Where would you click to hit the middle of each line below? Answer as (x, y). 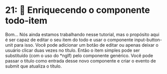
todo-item (26, 21)
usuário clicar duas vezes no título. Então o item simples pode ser (73, 50)
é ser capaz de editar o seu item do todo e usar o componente (69, 40)
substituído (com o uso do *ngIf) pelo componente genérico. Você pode (79, 55)
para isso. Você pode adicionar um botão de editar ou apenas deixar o (86, 45)
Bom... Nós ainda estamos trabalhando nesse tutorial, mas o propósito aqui (82, 34)
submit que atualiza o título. (34, 66)
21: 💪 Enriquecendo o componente (78, 10)
